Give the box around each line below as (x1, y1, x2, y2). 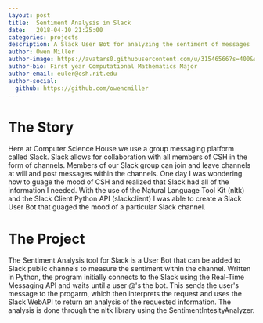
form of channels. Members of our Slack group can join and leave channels (8, 161, 251, 170)
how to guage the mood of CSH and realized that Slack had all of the (8, 177, 229, 187)
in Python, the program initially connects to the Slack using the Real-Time (8, 272, 245, 282)
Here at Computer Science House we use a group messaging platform (8, 144, 235, 154)
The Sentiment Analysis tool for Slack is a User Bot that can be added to (8, 256, 241, 265)
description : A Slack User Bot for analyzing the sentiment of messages (8, 41, 250, 49)
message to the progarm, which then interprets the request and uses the (8, 289, 243, 299)
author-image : (8, 56, 55, 64)
